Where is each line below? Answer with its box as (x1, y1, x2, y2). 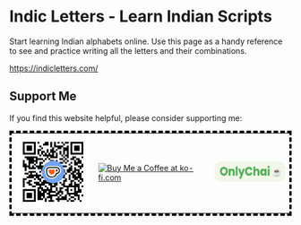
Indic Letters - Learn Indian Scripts (9, 6, 273, 27)
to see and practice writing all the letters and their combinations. (9, 45, 247, 56)
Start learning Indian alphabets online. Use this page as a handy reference (9, 36, 283, 47)
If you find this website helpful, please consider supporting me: (9, 112, 243, 123)
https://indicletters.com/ (9, 63, 99, 74)
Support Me (9, 89, 77, 104)
